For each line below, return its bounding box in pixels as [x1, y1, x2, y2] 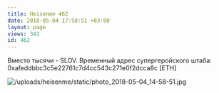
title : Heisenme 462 [7, 10, 69, 18]
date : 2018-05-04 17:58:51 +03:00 [7, 17, 111, 24]
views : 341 [7, 30, 40, 38]
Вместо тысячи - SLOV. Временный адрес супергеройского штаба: [7, 56, 212, 65]
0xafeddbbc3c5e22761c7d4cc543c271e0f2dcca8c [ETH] [7, 64, 177, 72]
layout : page [7, 23, 46, 31]
